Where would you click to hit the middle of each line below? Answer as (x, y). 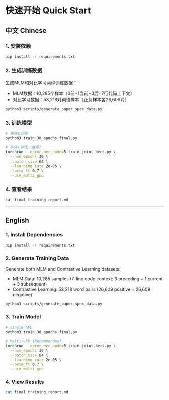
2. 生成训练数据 (24, 70)
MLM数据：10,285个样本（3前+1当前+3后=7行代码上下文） (73, 93)
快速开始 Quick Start (48, 10)
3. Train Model (23, 316)
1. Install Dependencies (34, 234)
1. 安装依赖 (18, 46)
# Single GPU (19, 328)
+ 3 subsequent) (30, 284)
